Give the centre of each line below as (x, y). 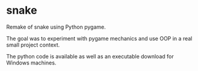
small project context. (33, 45)
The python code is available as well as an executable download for (90, 56)
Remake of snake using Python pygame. (56, 27)
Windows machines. (31, 63)
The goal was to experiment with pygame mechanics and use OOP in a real (99, 38)
